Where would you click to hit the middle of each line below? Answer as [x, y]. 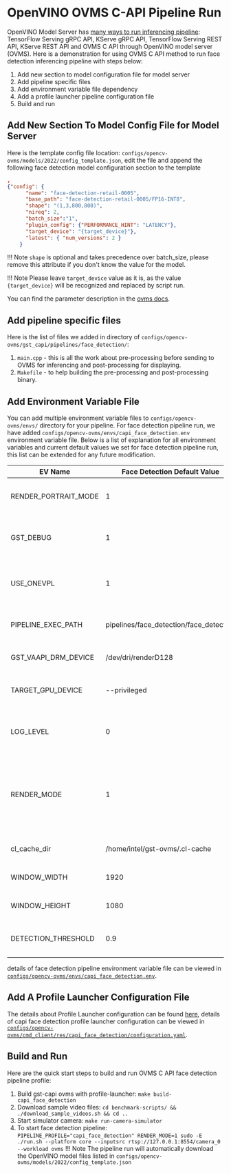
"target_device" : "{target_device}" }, [81, 231]
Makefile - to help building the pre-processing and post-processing [113, 372]
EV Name [55, 472]
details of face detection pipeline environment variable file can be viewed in [114, 968]
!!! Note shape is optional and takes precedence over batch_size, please [108, 257]
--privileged [126, 690]
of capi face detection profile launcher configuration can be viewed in [106, 1021]
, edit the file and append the [162, 160]
